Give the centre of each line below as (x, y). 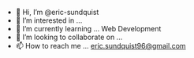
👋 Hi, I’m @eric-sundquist (57, 12)
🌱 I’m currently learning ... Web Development (88, 29)
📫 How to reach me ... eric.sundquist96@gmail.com (101, 46)
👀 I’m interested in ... (49, 20)
